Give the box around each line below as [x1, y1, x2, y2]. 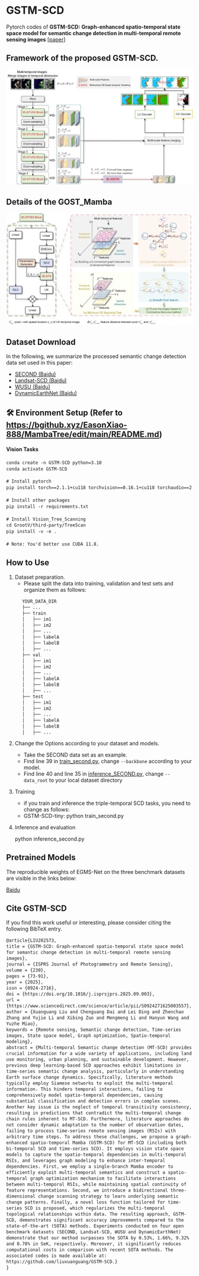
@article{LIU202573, [6, 938, 57, 943]
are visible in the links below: [6, 874, 77, 882]
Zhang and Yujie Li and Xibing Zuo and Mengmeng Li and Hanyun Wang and [6, 1015, 190, 1021]
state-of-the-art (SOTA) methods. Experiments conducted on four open [6, 1223, 184, 1229]
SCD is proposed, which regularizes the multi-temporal [24, 1205, 166, 1211]
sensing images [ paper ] [6, 36, 66, 43]
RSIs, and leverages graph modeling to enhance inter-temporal [6, 1158, 166, 1164]
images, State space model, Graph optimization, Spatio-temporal [6, 1033, 171, 1039]
